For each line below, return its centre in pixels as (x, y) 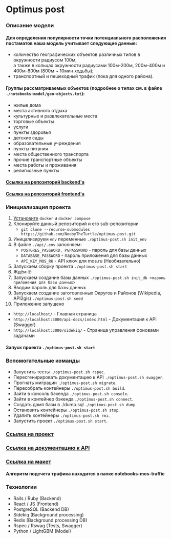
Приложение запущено (39, 304)
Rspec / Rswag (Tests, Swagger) (48, 525)
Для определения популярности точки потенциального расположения (86, 37)
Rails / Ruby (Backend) (37, 498)
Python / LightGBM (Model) (42, 531)
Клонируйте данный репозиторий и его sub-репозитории (76, 224)
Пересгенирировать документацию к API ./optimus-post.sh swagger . (88, 377)
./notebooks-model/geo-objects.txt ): (45, 93)
